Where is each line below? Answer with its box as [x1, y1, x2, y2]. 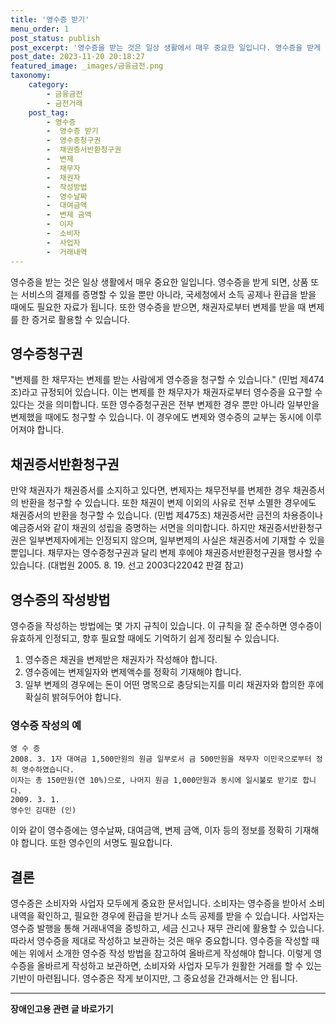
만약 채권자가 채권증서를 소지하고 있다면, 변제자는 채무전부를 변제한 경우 [10, 484, 291, 496]
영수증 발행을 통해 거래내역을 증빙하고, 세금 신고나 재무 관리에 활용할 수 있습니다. [10, 922, 325, 935]
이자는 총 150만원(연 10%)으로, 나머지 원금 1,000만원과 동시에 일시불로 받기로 [10, 776, 299, 786]
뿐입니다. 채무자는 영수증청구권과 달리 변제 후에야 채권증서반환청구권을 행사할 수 [10, 547, 323, 559]
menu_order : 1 [10, 24, 70, 34]
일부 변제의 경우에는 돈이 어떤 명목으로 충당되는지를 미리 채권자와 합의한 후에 [24, 678, 325, 690]
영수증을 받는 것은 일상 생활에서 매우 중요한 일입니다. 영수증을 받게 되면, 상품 [10, 276, 309, 288]
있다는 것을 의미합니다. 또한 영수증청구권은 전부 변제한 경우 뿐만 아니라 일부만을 [10, 399, 320, 411]
